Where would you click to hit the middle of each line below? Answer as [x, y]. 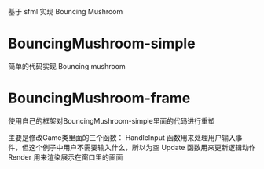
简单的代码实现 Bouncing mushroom [67, 66]
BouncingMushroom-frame [99, 98]
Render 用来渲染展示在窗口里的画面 [66, 157]
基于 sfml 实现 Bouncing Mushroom [66, 11]
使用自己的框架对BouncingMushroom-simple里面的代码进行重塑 [112, 120]
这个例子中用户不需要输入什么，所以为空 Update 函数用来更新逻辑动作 [142, 147]
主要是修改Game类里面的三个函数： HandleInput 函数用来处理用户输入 [122, 137]
